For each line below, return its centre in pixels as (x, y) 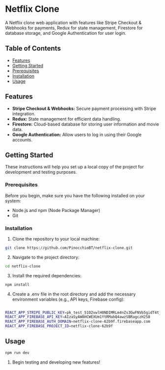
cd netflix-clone (23, 266)
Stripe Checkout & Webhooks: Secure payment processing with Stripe (84, 108)
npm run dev (17, 353)
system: (13, 201)
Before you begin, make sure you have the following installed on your (75, 195)
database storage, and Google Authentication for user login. (66, 33)
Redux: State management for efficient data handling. (67, 119)
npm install (17, 285)
